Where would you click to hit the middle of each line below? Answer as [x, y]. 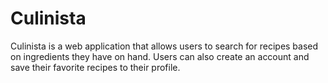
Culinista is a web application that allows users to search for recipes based [164, 46]
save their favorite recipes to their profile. [95, 67]
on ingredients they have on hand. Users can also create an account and [160, 56]
